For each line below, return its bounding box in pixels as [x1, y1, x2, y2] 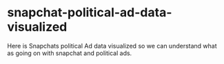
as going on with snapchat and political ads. [7, 49, 132, 57]
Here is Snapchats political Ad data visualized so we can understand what [7, 42, 217, 50]
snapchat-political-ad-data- [7, 5, 172, 20]
